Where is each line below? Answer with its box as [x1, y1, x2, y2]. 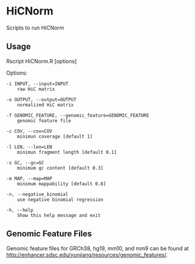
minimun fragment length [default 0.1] [17, 149, 117, 155]
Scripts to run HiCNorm [6, 24, 64, 31]
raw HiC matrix [17, 86, 55, 92]
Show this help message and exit [17, 212, 101, 218]
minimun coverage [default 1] [17, 134, 93, 140]
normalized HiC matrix [17, 102, 74, 108]
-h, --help [6, 207, 34, 213]
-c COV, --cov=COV [6, 128, 52, 134]
